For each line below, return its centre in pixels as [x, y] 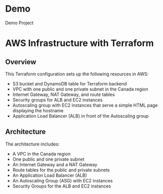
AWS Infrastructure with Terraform [80, 43]
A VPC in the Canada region [42, 154]
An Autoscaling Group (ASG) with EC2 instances [63, 180]
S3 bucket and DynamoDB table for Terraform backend [70, 83]
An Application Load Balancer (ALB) [50, 175]
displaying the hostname [38, 110]
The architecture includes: [32, 144]
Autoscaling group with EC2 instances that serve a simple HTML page [85, 105]
